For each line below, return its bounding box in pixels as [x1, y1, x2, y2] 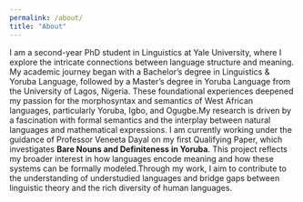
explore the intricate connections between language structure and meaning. [9, 56, 294, 67]
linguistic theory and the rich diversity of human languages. [9, 182, 233, 193]
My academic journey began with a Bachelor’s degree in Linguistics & [9, 66, 270, 77]
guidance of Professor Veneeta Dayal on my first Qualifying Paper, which [9, 134, 283, 145]
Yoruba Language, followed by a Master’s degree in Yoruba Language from [9, 76, 291, 86]
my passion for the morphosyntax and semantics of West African [9, 95, 254, 106]
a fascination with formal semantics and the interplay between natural [9, 115, 271, 126]
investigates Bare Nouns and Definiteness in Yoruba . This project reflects [9, 143, 288, 155]
